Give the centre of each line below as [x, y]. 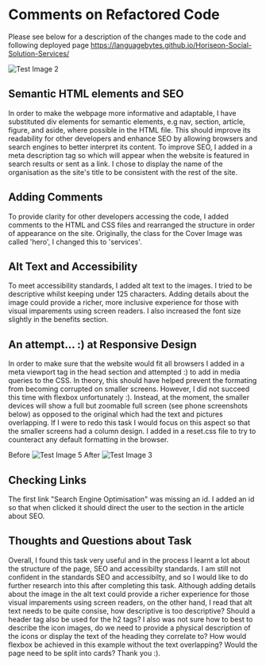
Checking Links [48, 480]
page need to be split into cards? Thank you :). [85, 652]
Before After [54, 455]
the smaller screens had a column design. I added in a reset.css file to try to [132, 432]
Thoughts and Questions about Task [100, 541]
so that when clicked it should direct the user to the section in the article [126, 507]
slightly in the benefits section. [58, 319]
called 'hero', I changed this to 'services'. [75, 242]
